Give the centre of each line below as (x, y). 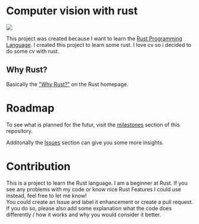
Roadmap (30, 108)
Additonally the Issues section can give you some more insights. (85, 142)
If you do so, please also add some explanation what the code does (89, 208)
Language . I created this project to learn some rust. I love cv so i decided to (99, 45)
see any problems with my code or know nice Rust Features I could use (94, 189)
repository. (19, 131)
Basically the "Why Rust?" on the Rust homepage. (67, 84)
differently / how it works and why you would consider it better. (84, 214)
